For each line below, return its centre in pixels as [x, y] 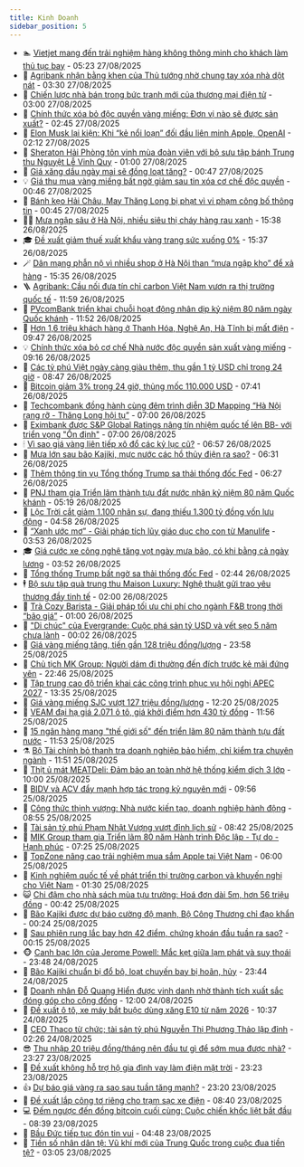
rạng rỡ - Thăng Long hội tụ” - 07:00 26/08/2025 [114, 415]
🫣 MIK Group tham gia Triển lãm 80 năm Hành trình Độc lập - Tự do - [151, 837]
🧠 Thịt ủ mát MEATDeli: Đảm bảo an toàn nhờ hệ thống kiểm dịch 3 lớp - [157, 769]
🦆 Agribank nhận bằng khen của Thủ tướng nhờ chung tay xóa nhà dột [153, 75]
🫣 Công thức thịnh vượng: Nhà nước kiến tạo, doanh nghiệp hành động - [157, 808]
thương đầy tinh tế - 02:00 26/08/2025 [95, 596]
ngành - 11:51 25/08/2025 [70, 760]
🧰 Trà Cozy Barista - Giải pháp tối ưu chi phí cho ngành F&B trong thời [152, 606]
